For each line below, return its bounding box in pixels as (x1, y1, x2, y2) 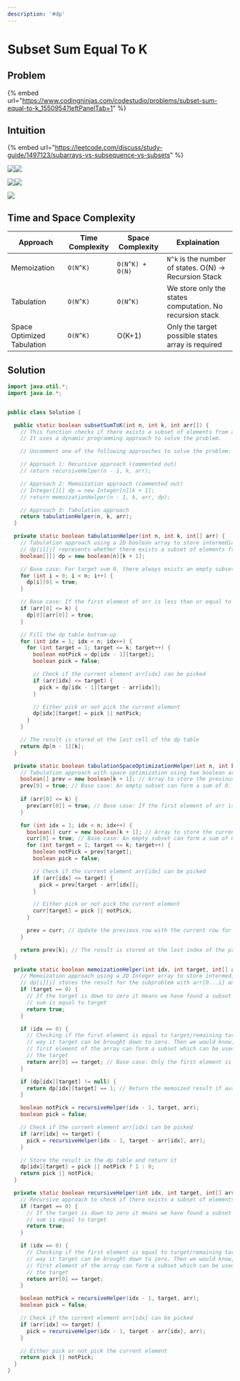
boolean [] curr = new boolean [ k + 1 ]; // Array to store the (26, 828, 213, 836)
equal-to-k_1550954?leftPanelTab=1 (7, 104, 113, 112)
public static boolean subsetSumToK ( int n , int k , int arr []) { (14, 422, 209, 429)
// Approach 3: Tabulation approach (20, 507, 130, 514)
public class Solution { (7, 409, 81, 416)
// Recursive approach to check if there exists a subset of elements (20, 1196, 235, 1203)
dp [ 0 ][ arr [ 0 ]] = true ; (26, 612, 94, 619)
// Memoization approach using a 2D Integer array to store (20, 972, 203, 979)
